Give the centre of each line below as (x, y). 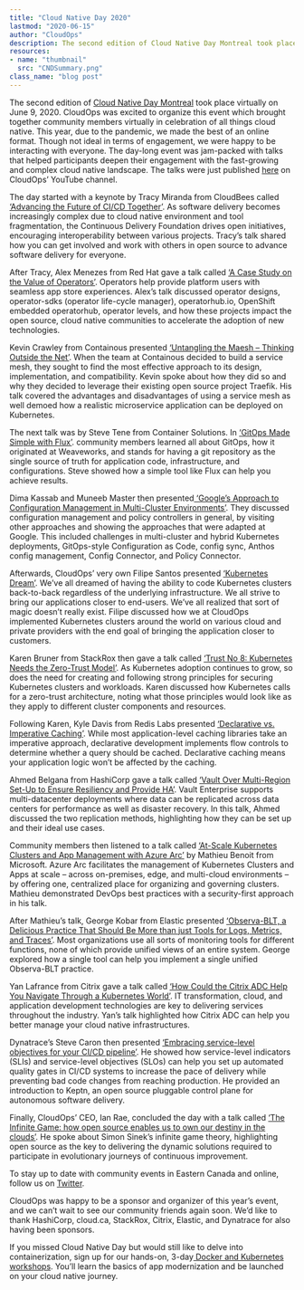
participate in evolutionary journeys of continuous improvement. (129, 1156)
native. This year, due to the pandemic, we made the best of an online (139, 131)
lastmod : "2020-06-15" (52, 26)
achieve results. (39, 480)
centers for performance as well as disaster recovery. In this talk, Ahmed (145, 808)
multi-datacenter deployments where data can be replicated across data (144, 798)
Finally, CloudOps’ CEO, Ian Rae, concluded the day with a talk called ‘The (147, 1117)
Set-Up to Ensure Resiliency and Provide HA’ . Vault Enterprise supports (142, 789)
